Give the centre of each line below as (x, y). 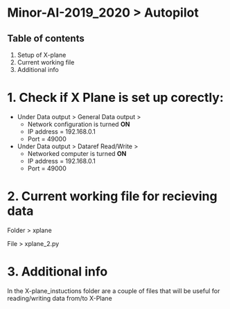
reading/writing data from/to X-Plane (60, 298)
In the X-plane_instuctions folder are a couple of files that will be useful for (114, 291)
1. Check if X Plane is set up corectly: (115, 98)
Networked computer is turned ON (77, 153)
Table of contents (46, 38)
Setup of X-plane (42, 55)
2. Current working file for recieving (112, 196)
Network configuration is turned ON (79, 124)
